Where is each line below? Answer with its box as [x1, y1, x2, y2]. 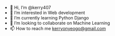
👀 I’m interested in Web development [9, 10, 85, 16]
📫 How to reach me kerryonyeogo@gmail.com [9, 26, 106, 31]
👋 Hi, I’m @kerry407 [9, 5, 51, 10]
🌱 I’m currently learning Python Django [9, 15, 89, 20]
